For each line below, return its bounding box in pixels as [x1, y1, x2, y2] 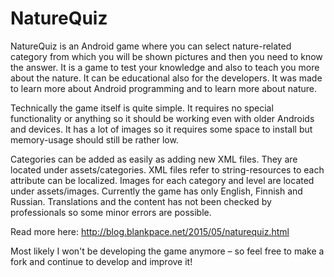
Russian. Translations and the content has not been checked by [10, 195, 272, 207]
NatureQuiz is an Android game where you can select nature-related [10, 40, 292, 52]
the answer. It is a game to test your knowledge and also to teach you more [10, 61, 320, 73]
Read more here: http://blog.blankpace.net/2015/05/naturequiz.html [10, 225, 290, 237]
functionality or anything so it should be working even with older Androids [10, 112, 315, 124]
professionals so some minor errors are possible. [10, 206, 212, 218]
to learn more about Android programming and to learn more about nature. [10, 82, 318, 94]
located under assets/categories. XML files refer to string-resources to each [10, 163, 325, 176]
